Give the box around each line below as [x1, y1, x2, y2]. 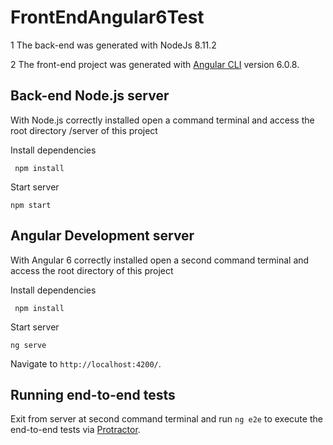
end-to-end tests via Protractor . [10, 424, 141, 436]
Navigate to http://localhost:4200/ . [10, 357, 162, 370]
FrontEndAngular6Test [10, 6, 205, 29]
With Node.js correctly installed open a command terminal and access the [10, 114, 315, 126]
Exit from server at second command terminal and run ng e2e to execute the [10, 413, 323, 425]
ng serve [10, 340, 47, 350]
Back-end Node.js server [10, 87, 170, 105]
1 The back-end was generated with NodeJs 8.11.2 [10, 39, 217, 51]
